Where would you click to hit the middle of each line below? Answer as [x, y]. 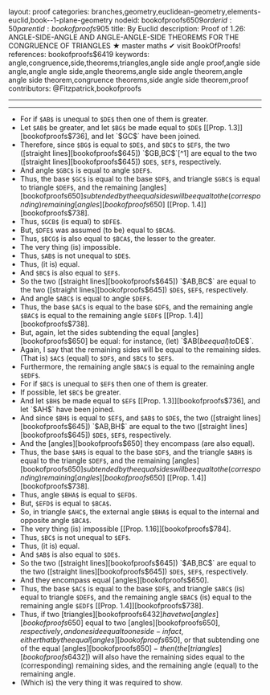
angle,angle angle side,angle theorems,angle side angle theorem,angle [125, 71]
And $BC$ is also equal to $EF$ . [70, 273]
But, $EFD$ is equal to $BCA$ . [66, 503]
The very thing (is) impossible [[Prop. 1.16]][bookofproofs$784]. [125, 529]
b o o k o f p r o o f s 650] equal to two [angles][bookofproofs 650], [122, 623]
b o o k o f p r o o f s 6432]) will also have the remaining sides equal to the [134, 657]
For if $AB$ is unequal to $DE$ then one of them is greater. [114, 119]
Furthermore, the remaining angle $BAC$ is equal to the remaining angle [137, 366]
